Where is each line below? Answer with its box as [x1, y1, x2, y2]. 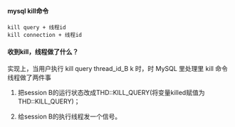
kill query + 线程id [7, 24, 66, 31]
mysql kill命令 [7, 6, 49, 15]
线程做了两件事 [7, 73, 51, 82]
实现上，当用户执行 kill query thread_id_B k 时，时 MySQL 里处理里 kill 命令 [7, 65, 228, 73]
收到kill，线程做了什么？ [7, 47, 79, 56]
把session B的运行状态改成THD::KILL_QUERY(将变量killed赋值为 [17, 89, 205, 97]
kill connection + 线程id [7, 32, 82, 39]
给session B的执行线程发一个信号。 [17, 112, 122, 121]
